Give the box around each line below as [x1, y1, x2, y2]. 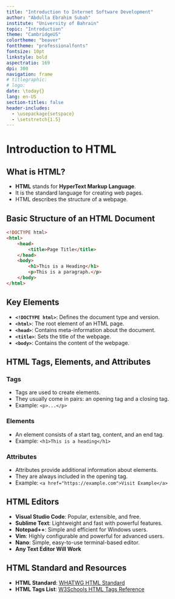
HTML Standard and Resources [6, 563, 127, 573]
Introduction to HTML [6, 142, 117, 156]
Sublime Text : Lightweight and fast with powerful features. [15, 519, 163, 527]
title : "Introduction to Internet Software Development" [6, 9, 154, 15]
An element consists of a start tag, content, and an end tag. [15, 431, 164, 438]
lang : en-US [6, 94, 36, 100]
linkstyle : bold [6, 54, 47, 60]
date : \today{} [6, 88, 45, 94]
